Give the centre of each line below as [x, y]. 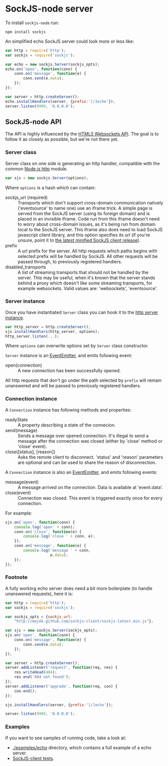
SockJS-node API [33, 122]
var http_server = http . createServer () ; [48, 327]
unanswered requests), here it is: [39, 594]
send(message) [21, 430]
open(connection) [24, 365]
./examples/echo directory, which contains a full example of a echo [82, 747]
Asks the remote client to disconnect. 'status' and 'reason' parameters [91, 457]
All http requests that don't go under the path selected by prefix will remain [83, 380]
